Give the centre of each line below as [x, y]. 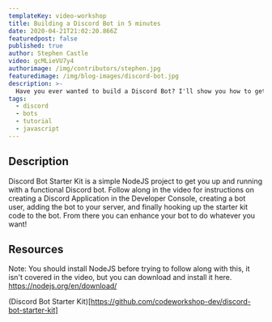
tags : [17, 99]
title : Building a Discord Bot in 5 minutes [85, 23]
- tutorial [34, 121]
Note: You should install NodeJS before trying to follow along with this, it [129, 269]
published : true [36, 46]
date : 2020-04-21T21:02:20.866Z [63, 31]
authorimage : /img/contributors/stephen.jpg [85, 69]
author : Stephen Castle [49, 53]
